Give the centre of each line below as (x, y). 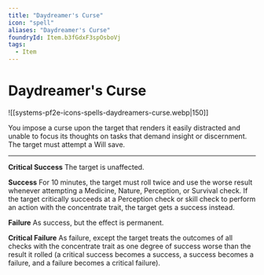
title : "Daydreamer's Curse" (56, 15)
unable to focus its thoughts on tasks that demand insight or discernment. (128, 136)
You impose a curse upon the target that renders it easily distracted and (125, 127)
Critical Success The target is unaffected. (76, 167)
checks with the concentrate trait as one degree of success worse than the (130, 246)
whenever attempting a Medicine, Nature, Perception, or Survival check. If (128, 190)
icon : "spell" (31, 23)
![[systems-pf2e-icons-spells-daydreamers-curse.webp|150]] (108, 112)
